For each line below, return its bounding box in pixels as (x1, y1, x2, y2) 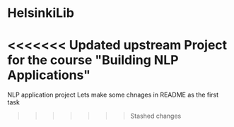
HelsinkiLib (7, 5, 74, 21)
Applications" (7, 67, 90, 83)
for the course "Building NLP (7, 52, 179, 68)
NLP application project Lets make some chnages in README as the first (7, 90, 219, 99)
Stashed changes (130, 111, 182, 121)
